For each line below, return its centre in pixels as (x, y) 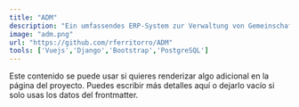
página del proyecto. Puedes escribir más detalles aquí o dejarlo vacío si (142, 86)
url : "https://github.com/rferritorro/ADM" (91, 42)
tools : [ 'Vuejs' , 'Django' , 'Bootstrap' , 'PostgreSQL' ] (109, 51)
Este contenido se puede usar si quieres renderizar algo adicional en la (139, 76)
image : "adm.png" (41, 34)
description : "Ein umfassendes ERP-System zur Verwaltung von (127, 26)
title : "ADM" (33, 17)
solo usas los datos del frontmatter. (74, 95)
